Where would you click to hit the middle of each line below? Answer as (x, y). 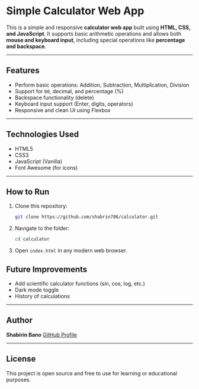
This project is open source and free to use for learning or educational (92, 373)
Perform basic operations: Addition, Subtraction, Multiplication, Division (102, 85)
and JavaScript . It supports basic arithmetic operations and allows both (94, 33)
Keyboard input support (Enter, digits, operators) (74, 104)
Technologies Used (42, 135)
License (21, 359)
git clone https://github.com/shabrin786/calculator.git (86, 217)
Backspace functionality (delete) (54, 97)
